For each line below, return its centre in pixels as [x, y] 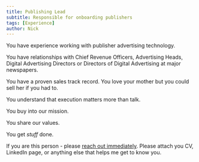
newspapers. [22, 70]
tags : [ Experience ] [31, 23]
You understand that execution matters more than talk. [73, 100]
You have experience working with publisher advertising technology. [91, 46]
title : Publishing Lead [36, 12]
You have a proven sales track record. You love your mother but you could [98, 82]
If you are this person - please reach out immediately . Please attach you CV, [100, 146]
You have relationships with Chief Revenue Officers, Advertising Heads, [94, 57]
